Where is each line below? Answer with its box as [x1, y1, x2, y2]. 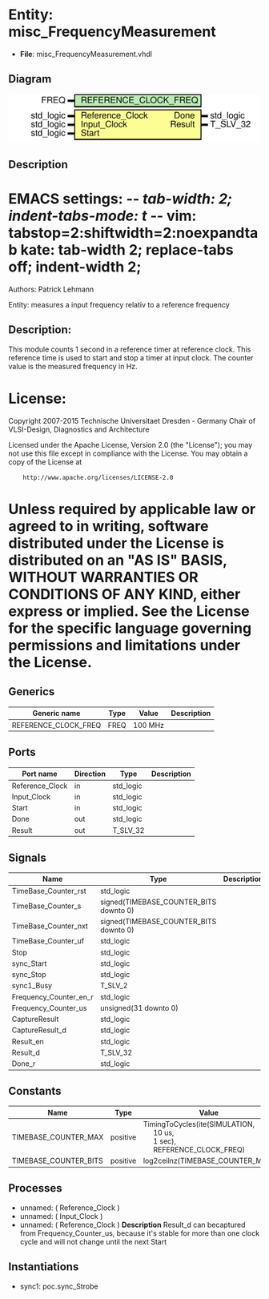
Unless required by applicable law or [8, 500, 256, 518]
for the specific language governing [8, 619, 252, 637]
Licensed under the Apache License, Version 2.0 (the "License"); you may [8, 440, 253, 449]
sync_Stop [11, 970, 46, 979]
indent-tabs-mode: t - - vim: [8, 207, 197, 225]
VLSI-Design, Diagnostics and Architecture [8, 424, 150, 434]
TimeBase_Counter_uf [11, 936, 85, 946]
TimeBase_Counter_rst [11, 886, 86, 895]
